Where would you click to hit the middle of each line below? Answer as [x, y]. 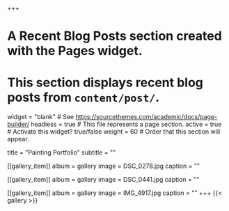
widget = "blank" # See [41, 117]
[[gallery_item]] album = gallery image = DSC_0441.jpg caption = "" [103, 180]
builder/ [18, 124]
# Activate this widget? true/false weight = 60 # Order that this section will [114, 132]
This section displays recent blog [105, 83]
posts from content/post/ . [84, 97]
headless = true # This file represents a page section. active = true [126, 124]
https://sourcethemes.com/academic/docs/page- [147, 117]
